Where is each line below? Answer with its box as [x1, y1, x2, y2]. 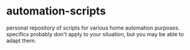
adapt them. [6, 37, 36, 44]
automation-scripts [6, 4, 106, 18]
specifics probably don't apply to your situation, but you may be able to [6, 30, 185, 37]
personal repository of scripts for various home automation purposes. [6, 24, 180, 31]
